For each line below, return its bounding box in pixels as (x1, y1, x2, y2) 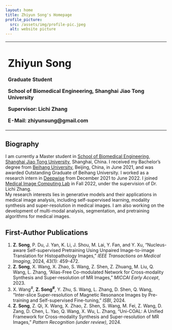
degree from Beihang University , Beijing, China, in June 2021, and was (5, 164, 154, 170)
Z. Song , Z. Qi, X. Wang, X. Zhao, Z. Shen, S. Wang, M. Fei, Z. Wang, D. (12, 302, 162, 308)
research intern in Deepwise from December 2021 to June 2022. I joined (5, 175, 158, 181)
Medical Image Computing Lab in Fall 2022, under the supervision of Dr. (5, 181, 158, 187)
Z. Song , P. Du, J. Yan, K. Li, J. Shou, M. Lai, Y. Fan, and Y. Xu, (12, 242, 144, 248)
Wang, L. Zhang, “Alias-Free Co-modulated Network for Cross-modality (12, 269, 164, 275)
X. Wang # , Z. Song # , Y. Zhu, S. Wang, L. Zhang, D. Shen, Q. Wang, (12, 285, 153, 293)
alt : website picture (10, 27, 56, 32)
